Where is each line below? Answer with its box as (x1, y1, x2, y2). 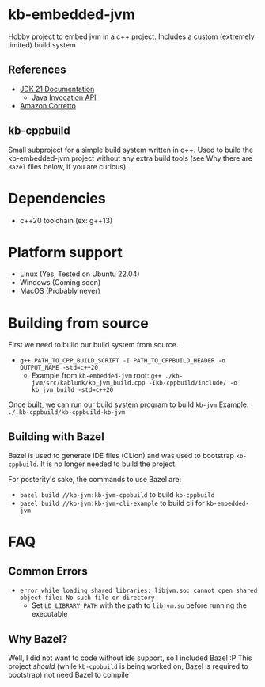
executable (31, 609, 68, 619)
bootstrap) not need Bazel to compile (8, 670, 129, 679)
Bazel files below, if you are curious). (8, 161, 128, 171)
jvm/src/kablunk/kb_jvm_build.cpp (31, 379, 146, 387)
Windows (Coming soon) (19, 278, 101, 287)
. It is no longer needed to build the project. (36, 459, 177, 469)
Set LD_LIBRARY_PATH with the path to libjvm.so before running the (31, 601, 248, 610)
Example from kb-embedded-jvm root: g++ (31, 370, 162, 381)
